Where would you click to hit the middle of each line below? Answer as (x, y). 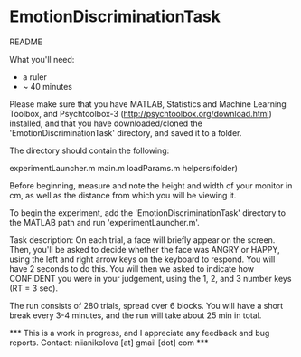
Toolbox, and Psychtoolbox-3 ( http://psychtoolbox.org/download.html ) (141, 113)
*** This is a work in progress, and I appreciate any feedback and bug (140, 333)
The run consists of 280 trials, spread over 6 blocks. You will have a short (146, 305)
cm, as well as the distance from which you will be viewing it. (123, 195)
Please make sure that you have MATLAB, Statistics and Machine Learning (148, 104)
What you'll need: (42, 59)
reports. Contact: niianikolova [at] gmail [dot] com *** (109, 343)
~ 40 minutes (47, 86)
